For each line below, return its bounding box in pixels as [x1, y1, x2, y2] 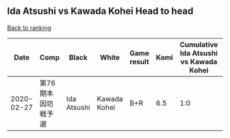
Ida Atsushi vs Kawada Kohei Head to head [7, 5, 194, 17]
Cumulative [179, 40, 218, 49]
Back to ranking [7, 23, 51, 31]
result [129, 57, 149, 66]
